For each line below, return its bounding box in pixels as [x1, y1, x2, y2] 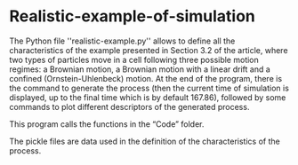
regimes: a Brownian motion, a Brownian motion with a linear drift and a [9, 64, 271, 75]
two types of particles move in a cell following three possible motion [9, 54, 260, 65]
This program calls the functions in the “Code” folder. [9, 118, 205, 130]
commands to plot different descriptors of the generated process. [9, 101, 250, 112]
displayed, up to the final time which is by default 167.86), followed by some [9, 91, 286, 103]
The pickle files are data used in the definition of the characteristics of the [9, 136, 280, 146]
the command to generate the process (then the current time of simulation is [9, 82, 289, 93]
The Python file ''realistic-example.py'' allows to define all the [9, 35, 236, 46]
